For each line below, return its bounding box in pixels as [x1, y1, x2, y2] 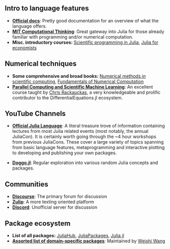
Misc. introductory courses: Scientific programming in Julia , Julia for [12, 39, 159, 45]
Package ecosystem [5, 219, 71, 228]
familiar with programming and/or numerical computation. [12, 34, 133, 40]
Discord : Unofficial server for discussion [12, 204, 98, 210]
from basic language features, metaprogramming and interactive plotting [12, 145, 165, 151]
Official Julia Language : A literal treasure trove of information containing [12, 123, 165, 129]
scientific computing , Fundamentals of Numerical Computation [12, 78, 144, 85]
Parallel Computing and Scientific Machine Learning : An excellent [12, 84, 153, 90]
